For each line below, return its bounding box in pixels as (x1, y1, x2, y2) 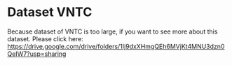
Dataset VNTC (7, 4, 93, 20)
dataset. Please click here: (7, 34, 84, 43)
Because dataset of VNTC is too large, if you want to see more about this (7, 27, 218, 36)
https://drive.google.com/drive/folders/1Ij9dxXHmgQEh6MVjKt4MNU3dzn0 (7, 42, 225, 50)
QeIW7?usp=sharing (7, 50, 67, 58)
